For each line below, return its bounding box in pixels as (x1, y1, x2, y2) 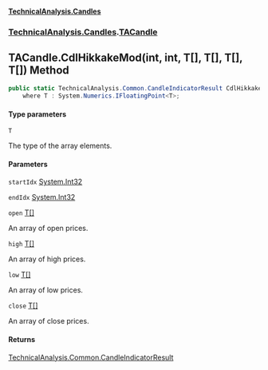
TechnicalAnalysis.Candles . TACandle (8, 26, 158, 38)
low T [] (8, 270, 31, 280)
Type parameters (8, 109, 67, 119)
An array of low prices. (8, 285, 84, 295)
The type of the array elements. (8, 141, 112, 151)
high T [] (8, 239, 34, 249)
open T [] (8, 208, 34, 217)
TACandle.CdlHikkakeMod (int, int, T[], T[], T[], (8, 50, 243, 64)
